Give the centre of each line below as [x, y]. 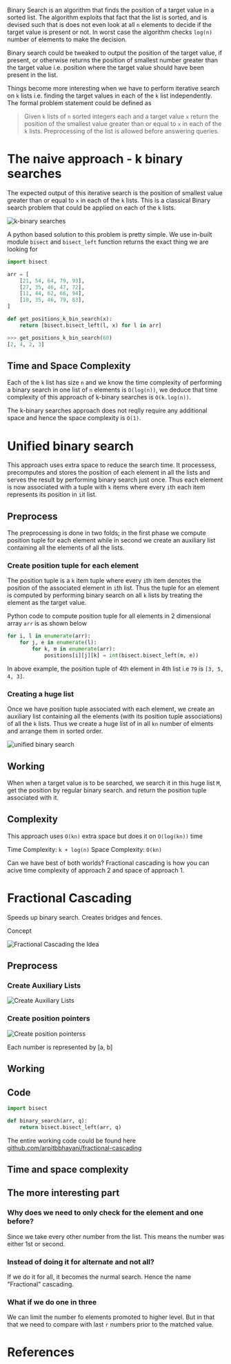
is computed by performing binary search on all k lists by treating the [105, 595]
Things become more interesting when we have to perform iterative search [113, 88]
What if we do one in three [52, 1302]
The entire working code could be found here [72, 1140]
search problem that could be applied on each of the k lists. [91, 208]
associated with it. [33, 798]
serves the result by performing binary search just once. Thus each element [115, 480]
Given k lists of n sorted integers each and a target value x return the [121, 116]
